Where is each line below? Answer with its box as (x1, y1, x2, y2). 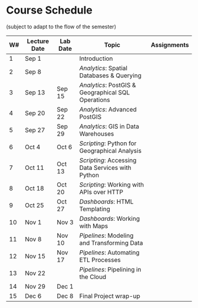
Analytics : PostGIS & (79, 81, 136, 89)
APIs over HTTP (79, 188, 124, 196)
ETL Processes (79, 255, 121, 264)
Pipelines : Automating (79, 248, 140, 257)
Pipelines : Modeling (79, 231, 134, 240)
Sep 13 (24, 88, 45, 96)
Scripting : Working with (79, 181, 144, 189)
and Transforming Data (79, 238, 143, 247)
